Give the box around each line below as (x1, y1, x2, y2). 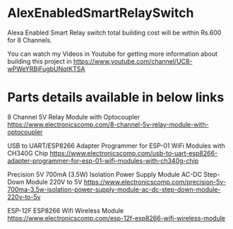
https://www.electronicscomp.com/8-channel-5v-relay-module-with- (7, 120, 210, 129)
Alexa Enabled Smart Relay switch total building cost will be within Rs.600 (7, 28, 222, 37)
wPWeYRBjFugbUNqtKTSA (7, 64, 85, 73)
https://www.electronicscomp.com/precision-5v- (83, 177, 227, 186)
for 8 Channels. (7, 35, 52, 44)
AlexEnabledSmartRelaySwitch (7, 5, 194, 21)
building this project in (7, 57, 72, 65)
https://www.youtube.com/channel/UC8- (73, 57, 193, 65)
